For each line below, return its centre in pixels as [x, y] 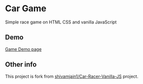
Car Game [26, 9]
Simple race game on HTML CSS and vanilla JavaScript [61, 22]
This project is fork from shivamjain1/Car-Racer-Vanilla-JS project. [72, 76]
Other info [21, 65]
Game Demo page [23, 49]
